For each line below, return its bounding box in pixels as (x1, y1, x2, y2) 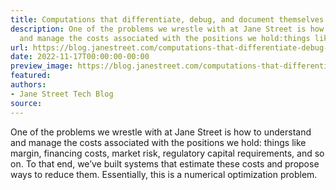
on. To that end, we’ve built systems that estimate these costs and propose (10, 157, 320, 170)
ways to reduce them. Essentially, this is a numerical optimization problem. (10, 168, 318, 180)
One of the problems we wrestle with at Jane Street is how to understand (10, 126, 312, 138)
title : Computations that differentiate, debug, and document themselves (10, 14, 325, 25)
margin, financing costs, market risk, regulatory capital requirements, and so (10, 147, 325, 159)
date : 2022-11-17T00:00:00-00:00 (10, 52, 150, 62)
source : (10, 98, 43, 108)
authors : (10, 80, 47, 90)
